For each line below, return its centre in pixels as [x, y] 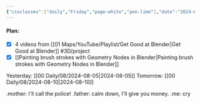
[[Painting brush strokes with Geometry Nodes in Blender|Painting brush [104, 57]
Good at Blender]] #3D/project [52, 51]
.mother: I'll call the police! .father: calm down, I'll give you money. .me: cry [98, 93]
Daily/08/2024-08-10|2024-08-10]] [50, 82]
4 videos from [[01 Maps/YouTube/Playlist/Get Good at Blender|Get [98, 44]
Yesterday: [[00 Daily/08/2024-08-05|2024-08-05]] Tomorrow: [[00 [91, 75]
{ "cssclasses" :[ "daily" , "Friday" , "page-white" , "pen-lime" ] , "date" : [92, 12]
